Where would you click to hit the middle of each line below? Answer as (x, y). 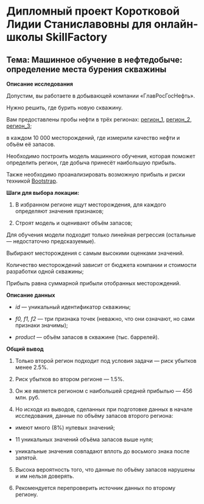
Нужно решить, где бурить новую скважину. (65, 108)
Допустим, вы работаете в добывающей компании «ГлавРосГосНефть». (101, 96)
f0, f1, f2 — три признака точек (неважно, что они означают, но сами (105, 319)
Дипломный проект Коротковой (93, 11)
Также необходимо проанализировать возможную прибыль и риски (96, 174)
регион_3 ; (19, 126)
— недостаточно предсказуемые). (51, 241)
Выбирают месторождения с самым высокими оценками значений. (95, 253)
